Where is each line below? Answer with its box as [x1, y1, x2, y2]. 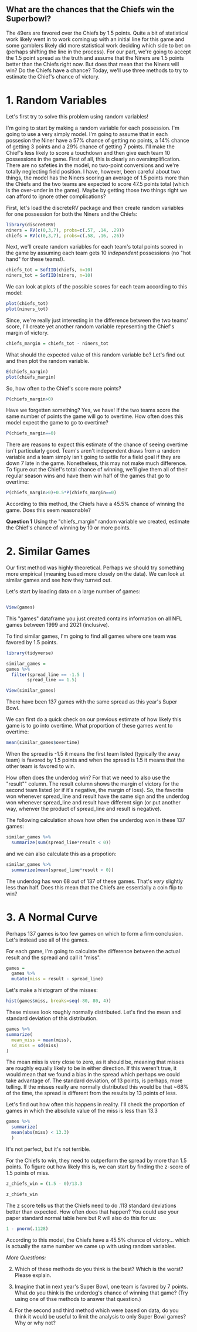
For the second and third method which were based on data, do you [14, 1307, 179, 1314]
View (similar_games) [6, 688, 57, 694]
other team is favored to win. [6, 763, 76, 770]
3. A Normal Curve [6, 910, 98, 924]
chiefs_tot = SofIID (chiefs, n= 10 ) [6, 267, 93, 273]
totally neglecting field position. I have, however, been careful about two [6, 168, 181, 175]
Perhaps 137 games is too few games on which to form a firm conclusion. [6, 930, 184, 937]
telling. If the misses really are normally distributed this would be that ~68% [6, 1083, 189, 1090]
